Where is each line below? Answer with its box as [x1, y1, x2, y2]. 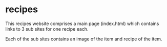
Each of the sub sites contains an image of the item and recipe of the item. [5, 36, 162, 42]
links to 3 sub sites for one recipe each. [5, 26, 89, 32]
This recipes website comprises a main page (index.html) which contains [5, 20, 159, 27]
